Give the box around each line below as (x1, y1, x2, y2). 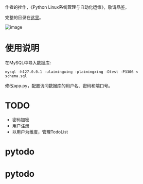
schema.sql (5, 73, 27, 79)
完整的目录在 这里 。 (5, 15, 44, 20)
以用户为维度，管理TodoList (12, 129, 68, 134)
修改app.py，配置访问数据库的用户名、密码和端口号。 (5, 83, 113, 88)
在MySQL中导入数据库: (5, 60, 51, 66)
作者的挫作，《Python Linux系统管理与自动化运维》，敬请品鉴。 (5, 4, 129, 10)
